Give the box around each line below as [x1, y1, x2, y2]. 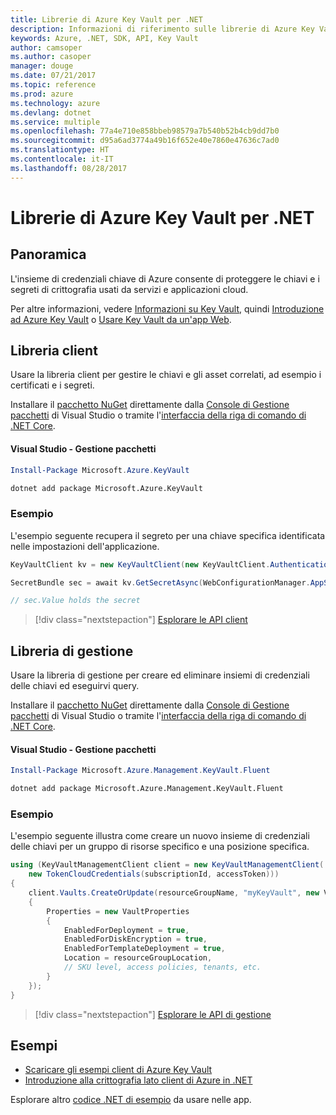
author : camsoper [10, 42, 83, 53]
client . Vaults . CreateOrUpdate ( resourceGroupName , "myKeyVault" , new [28, 888, 320, 898]
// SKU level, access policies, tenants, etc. [63, 962, 262, 972]
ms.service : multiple [10, 117, 101, 127]
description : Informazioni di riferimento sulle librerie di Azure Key [10, 24, 315, 34]
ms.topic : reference [10, 80, 97, 90]
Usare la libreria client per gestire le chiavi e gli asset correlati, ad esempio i [10, 369, 322, 381]
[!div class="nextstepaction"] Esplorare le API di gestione [34, 1008, 272, 1020]
